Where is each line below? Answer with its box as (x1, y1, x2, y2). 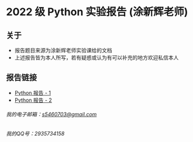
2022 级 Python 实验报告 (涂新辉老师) (6, 5, 188, 19)
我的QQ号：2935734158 (6, 130, 65, 137)
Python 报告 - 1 (14, 89, 51, 96)
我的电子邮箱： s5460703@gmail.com (6, 111, 97, 118)
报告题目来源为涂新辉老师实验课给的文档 (14, 47, 112, 54)
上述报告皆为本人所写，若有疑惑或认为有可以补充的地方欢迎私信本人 (14, 54, 179, 61)
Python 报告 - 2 (14, 97, 53, 104)
